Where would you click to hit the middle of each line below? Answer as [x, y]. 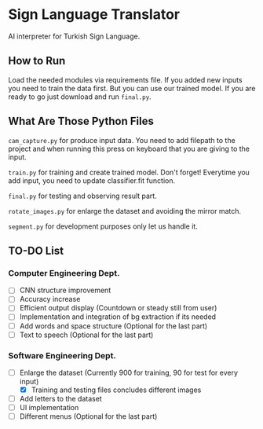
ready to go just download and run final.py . [80, 97]
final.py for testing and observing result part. [82, 196]
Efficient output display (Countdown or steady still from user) [118, 308]
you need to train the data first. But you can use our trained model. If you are [132, 88]
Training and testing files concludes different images [116, 390]
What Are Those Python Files [81, 121]
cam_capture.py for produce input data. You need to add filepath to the [122, 140]
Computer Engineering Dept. [64, 273]
